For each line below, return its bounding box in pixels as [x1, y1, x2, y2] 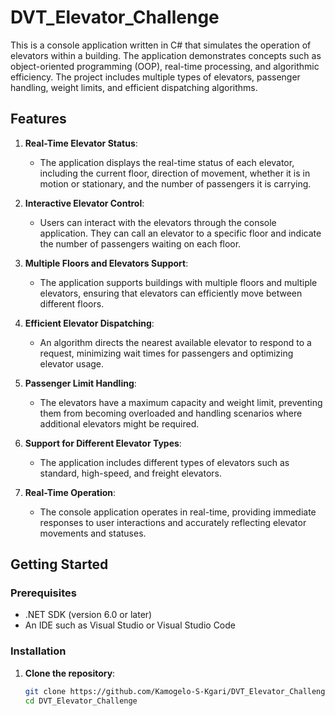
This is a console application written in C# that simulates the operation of [10, 39, 312, 51]
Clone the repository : [24, 667, 116, 679]
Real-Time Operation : [24, 486, 117, 498]
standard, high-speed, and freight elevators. [39, 467, 223, 479]
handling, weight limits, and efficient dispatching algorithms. [10, 81, 258, 93]
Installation [10, 644, 67, 658]
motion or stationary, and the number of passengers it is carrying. [39, 177, 312, 190]
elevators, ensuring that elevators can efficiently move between [39, 287, 303, 299]
